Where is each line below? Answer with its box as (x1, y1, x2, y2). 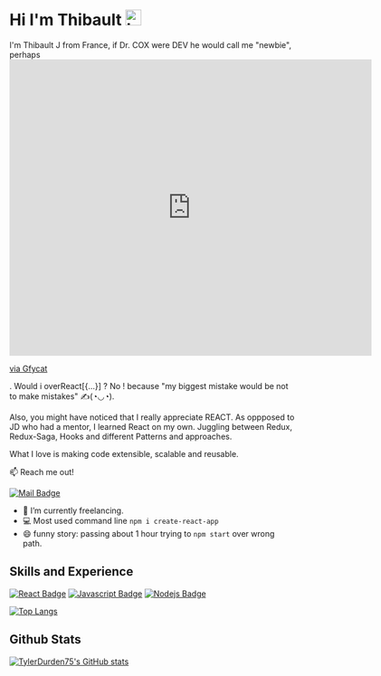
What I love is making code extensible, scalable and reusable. (9, 448, 239, 459)
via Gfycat (9, 363, 48, 374)
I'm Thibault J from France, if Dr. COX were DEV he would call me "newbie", (9, 39, 292, 50)
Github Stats (9, 632, 81, 647)
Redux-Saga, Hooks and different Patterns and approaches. (9, 431, 233, 442)
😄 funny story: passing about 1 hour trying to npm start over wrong (22, 528, 275, 538)
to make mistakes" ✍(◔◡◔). (9, 390, 115, 402)
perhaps (9, 49, 41, 60)
